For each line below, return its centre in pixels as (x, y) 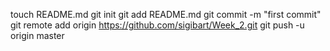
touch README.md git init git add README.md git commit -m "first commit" (166, 14)
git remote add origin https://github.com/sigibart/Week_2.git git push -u (157, 25)
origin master (37, 35)
